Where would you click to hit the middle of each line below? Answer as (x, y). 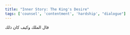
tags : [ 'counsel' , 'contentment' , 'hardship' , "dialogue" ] (65, 14)
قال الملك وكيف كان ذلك (27, 27)
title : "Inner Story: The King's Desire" (47, 9)
